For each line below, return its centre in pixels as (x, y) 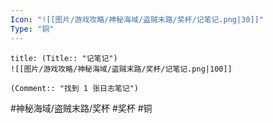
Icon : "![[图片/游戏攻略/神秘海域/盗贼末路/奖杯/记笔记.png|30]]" (137, 19)
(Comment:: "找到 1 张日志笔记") (74, 88)
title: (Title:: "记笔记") (64, 58)
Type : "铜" (32, 29)
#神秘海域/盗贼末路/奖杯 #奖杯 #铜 (81, 108)
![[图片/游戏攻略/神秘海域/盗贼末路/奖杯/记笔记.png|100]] (121, 69)
